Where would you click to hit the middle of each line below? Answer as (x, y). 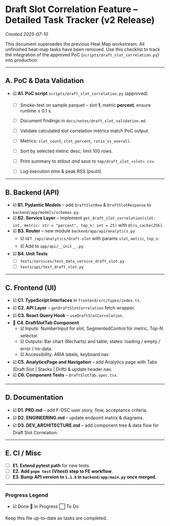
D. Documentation (34, 398)
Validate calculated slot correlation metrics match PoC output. (84, 131)
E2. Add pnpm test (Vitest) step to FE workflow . (63, 471)
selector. (29, 335)
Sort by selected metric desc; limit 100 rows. (66, 151)
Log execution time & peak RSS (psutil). (61, 171)
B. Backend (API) (32, 192)
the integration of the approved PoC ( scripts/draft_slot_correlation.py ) (82, 55)
